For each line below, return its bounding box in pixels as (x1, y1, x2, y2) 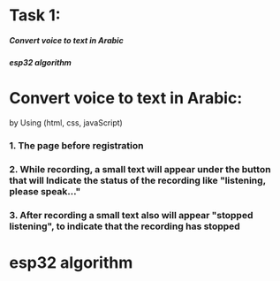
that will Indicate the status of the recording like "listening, (9, 174, 267, 186)
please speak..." (9, 185, 81, 197)
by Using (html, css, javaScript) (9, 118, 124, 128)
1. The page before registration (9, 140, 144, 152)
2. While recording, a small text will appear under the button (9, 163, 271, 175)
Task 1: (9, 5, 61, 26)
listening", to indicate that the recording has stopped (9, 220, 240, 232)
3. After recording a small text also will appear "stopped (9, 209, 254, 221)
